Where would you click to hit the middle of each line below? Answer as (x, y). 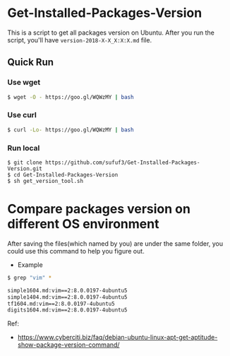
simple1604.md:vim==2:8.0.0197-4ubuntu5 (68, 290)
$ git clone (25, 162)
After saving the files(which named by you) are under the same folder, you (115, 243)
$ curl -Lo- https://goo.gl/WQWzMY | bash (71, 130)
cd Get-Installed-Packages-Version (66, 174)
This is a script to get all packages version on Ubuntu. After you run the (111, 32)
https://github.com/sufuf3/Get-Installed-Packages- (122, 162)
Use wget (24, 83)
